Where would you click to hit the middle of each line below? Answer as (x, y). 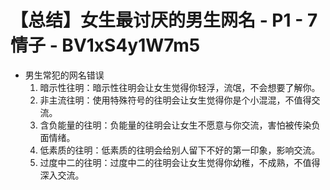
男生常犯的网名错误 (64, 75)
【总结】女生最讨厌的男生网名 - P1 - (157, 20)
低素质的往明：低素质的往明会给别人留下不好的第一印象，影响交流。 (180, 150)
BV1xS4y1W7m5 (131, 45)
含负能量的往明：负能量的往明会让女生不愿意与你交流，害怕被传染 (175, 125)
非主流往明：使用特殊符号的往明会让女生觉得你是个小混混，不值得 (175, 100)
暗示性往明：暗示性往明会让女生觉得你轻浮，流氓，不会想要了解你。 (180, 87)
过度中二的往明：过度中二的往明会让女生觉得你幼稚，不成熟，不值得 (180, 162)
